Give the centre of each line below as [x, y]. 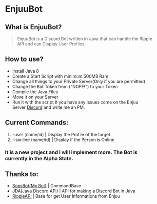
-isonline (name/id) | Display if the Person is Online [63, 140]
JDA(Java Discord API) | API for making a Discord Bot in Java [74, 191]
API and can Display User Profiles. [51, 44]
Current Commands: [37, 123]
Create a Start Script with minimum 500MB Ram [60, 76]
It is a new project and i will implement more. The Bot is [71, 152]
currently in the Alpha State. [39, 158]
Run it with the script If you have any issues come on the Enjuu [75, 102]
